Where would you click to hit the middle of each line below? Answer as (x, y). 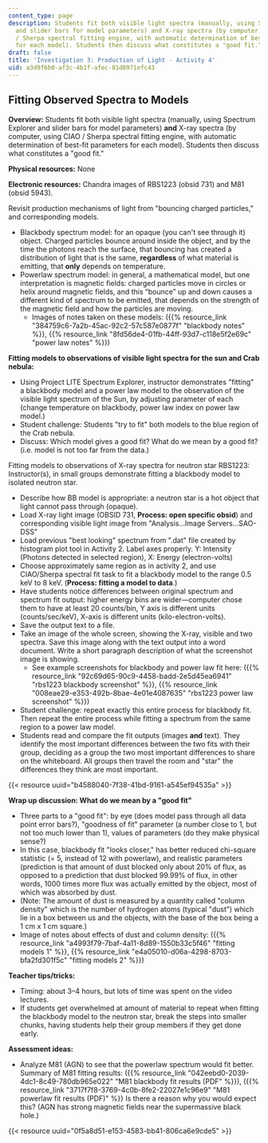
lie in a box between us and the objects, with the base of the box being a (139, 917)
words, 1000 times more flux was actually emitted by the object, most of (138, 883)
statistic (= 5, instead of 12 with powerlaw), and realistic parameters (131, 858)
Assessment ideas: (41, 1049)
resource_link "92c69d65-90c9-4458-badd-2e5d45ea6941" (132, 676)
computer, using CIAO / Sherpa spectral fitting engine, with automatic (122, 136)
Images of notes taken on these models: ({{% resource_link (129, 317)
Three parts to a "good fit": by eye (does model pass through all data (133, 816)
